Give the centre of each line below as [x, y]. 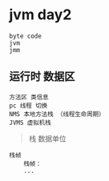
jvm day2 [40, 15]
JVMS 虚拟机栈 [30, 123]
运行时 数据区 [42, 76]
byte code [26, 36]
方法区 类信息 [29, 97]
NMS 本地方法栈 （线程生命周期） [57, 114]
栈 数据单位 [47, 139]
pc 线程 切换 [28, 106]
